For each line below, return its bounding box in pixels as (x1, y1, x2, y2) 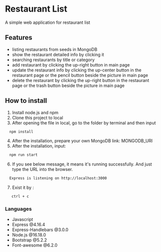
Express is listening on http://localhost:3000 (9, 176, 107, 181)
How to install (5, 97, 47, 105)
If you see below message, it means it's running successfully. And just (12, 161, 152, 167)
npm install (9, 129, 34, 134)
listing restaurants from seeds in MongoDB (12, 46, 98, 52)
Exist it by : (12, 185, 34, 190)
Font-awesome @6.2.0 (12, 242, 58, 248)
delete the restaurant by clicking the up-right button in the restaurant (12, 77, 149, 83)
